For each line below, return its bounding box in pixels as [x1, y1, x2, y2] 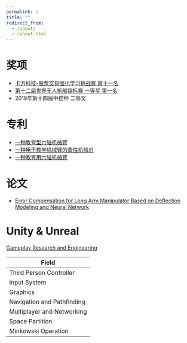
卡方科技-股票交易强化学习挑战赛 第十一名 [14, 80, 119, 87]
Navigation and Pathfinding [9, 298, 85, 306]
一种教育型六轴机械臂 [14, 139, 68, 145]
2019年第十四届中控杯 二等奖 [14, 95, 87, 102]
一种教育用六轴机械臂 [14, 154, 68, 160]
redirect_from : [6, 20, 44, 26]
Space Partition [9, 317, 53, 325]
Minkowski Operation [9, 327, 69, 335]
